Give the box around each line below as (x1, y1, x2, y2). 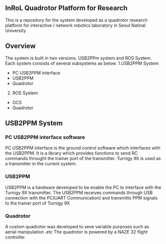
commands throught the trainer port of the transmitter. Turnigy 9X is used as (5, 156, 161, 162)
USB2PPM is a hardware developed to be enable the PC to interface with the (5, 184, 162, 190)
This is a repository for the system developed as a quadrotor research (5, 17, 148, 23)
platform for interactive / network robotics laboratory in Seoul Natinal (5, 22, 146, 28)
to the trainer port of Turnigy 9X (5, 200, 70, 206)
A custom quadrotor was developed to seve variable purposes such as (5, 223, 150, 229)
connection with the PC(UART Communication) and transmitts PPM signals (5, 195, 158, 201)
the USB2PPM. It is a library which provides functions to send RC (5, 150, 138, 156)
